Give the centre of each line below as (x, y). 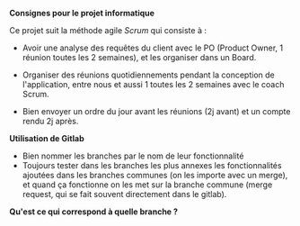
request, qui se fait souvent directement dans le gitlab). (124, 194)
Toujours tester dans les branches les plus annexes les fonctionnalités (152, 165)
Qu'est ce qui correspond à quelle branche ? (93, 212)
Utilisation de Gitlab (47, 138)
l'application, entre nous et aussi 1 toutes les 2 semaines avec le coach (153, 84)
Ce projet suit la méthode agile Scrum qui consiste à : (108, 30)
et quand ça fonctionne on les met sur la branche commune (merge (147, 185)
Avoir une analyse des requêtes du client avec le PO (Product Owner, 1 (153, 48)
